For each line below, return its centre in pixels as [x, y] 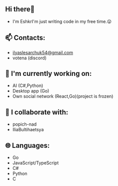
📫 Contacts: [25, 38]
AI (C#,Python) [28, 85]
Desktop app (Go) [31, 91]
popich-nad [24, 124]
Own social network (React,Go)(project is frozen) [63, 97]
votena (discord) [29, 58]
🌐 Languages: [27, 146]
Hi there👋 [20, 9]
